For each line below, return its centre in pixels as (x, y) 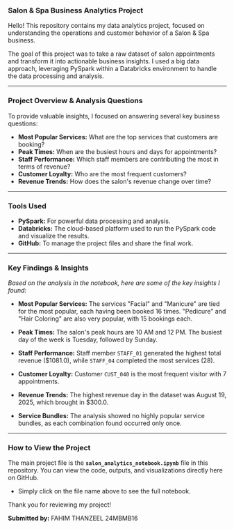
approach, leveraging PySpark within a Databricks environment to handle (112, 69)
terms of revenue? (44, 167)
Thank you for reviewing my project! (60, 505)
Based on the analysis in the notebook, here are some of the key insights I (114, 283)
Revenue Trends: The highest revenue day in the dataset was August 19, (122, 395)
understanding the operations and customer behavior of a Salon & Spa (109, 33)
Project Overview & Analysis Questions (75, 101)
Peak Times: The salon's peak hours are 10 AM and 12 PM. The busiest (120, 332)
